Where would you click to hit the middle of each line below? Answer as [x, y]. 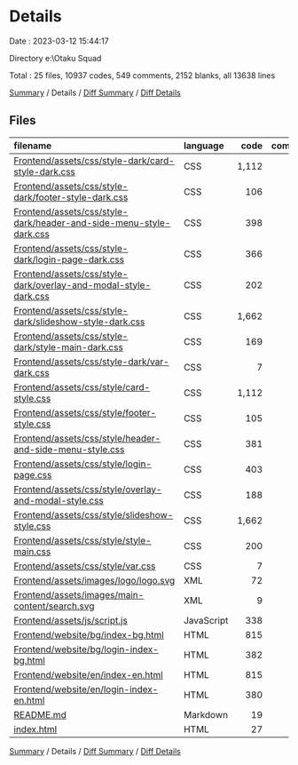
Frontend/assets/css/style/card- [82, 386]
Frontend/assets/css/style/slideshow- [94, 514]
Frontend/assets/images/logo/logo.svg [94, 580]
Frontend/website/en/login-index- [86, 689]
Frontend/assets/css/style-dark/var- [92, 362]
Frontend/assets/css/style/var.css [85, 566]
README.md [40, 714]
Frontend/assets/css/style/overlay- [88, 489]
